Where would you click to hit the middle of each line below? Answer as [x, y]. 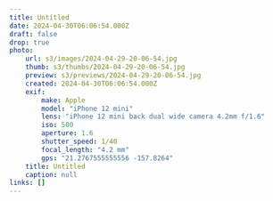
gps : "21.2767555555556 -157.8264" [108, 158]
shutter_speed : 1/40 [79, 141]
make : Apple [64, 100]
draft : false [33, 34]
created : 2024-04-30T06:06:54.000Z [91, 84]
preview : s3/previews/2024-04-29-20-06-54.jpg [113, 76]
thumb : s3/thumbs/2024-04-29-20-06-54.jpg [105, 68]
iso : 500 [58, 125]
